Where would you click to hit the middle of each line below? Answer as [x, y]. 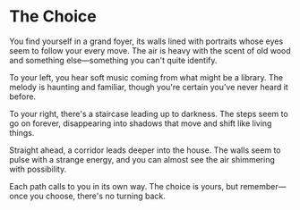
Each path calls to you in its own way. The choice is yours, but [124, 186]
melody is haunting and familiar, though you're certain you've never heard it [149, 87]
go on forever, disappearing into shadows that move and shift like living [141, 123]
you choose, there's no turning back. [98, 196]
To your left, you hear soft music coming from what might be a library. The [146, 77]
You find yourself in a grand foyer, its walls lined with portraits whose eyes [146, 41]
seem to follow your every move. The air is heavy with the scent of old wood [150, 50]
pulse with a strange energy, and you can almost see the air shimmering [142, 159]
